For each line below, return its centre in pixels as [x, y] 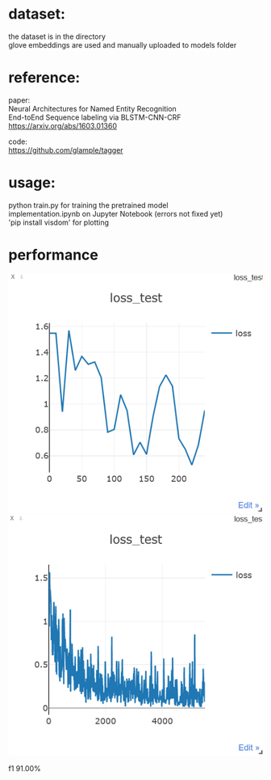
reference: [44, 78]
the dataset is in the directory [57, 36]
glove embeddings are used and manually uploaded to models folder [123, 44]
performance [53, 255]
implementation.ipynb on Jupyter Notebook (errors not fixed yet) [116, 213]
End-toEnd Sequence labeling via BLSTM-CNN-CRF [95, 117]
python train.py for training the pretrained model [88, 205]
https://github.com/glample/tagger [66, 150]
